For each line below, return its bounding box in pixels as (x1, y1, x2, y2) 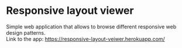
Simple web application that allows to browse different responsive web (6, 23, 177, 30)
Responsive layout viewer (6, 4, 134, 17)
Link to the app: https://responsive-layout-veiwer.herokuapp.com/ (6, 35, 165, 42)
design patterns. (6, 29, 46, 36)
